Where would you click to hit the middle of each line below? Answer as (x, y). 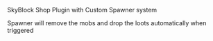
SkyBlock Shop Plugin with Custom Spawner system (82, 10)
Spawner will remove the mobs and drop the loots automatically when (107, 23)
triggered (20, 30)
